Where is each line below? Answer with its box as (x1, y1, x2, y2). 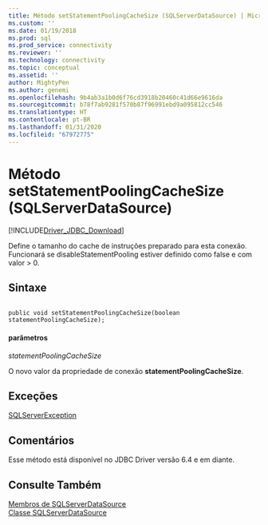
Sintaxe (8, 280, 47, 294)
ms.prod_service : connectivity (8, 42, 112, 50)
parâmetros (8, 332, 48, 342)
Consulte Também (8, 478, 102, 491)
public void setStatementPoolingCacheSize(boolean (8, 309, 180, 317)
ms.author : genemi (8, 86, 69, 94)
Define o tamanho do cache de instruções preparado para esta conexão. (8, 241, 247, 250)
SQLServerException (8, 411, 77, 420)
